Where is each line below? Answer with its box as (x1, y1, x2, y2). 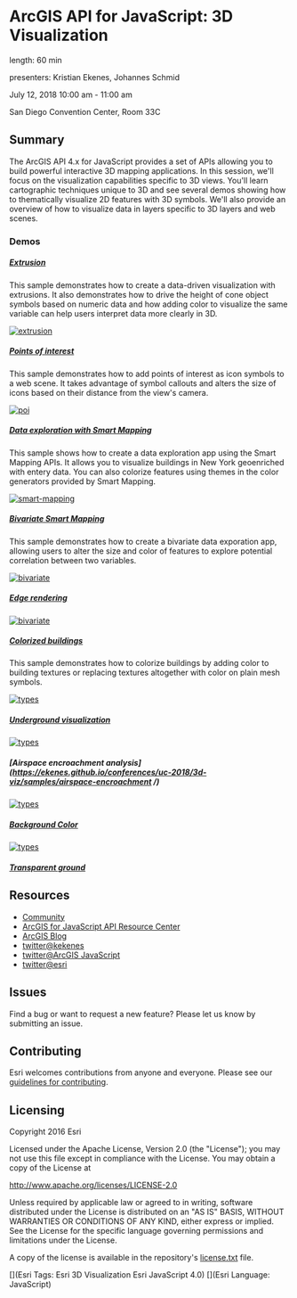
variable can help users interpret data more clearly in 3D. (9, 308, 218, 318)
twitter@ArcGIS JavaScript (21, 949, 120, 960)
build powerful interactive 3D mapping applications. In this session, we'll (9, 165, 274, 176)
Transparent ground (9, 862, 86, 873)
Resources (9, 888, 70, 903)
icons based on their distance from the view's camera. (9, 387, 209, 398)
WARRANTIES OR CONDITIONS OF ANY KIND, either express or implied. (9, 1216, 274, 1227)
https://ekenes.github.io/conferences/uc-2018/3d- (12, 767, 207, 777)
